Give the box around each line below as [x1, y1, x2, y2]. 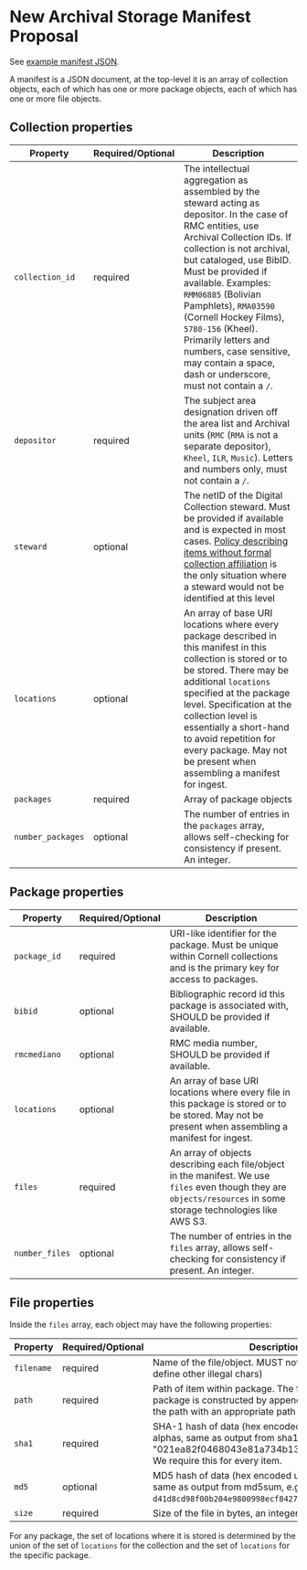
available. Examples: [183, 276, 271, 289]
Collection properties [9, 120, 133, 135]
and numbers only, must [183, 462, 288, 475]
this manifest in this [183, 641, 267, 653]
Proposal [9, 26, 79, 47]
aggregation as [183, 174, 249, 186]
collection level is [183, 709, 258, 722]
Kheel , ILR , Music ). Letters [183, 451, 293, 463]
